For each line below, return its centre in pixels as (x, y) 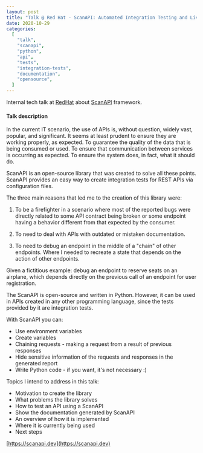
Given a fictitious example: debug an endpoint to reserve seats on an (92, 270)
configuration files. (30, 186)
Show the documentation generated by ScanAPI (75, 412)
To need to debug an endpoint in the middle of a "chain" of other (95, 246)
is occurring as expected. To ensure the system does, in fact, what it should (101, 155)
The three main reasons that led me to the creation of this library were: (94, 198)
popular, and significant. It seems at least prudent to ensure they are (91, 136)
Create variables (35, 338)
